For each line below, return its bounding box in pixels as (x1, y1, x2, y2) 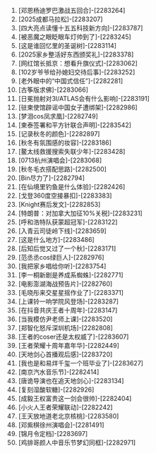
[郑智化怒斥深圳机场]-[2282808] (18, 324, 114, 332)
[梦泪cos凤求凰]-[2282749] (18, 112, 98, 120)
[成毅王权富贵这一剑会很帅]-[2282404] (18, 394, 132, 402)
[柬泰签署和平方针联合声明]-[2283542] (18, 121, 131, 129)
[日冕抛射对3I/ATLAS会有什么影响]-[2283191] (18, 95, 150, 102)
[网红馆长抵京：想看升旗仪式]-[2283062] (18, 59, 138, 67)
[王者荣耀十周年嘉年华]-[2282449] (18, 342, 119, 349)
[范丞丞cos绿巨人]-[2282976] (18, 253, 104, 261)
